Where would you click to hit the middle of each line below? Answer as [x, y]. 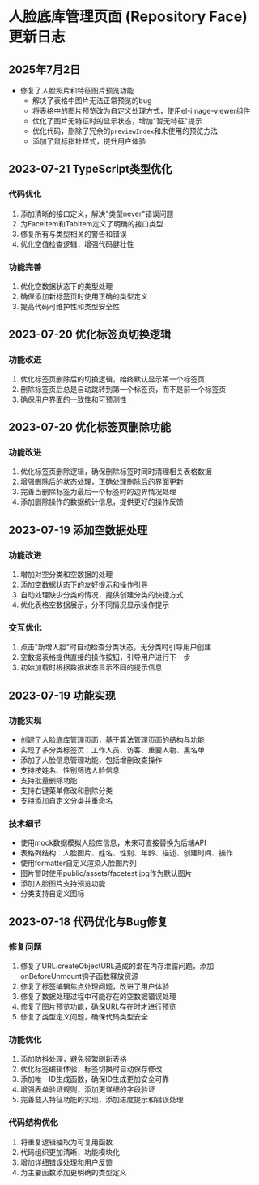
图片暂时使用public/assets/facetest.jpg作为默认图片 [106, 873]
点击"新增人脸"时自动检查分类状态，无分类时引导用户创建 [116, 647]
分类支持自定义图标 [52, 894]
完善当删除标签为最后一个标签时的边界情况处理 [98, 492]
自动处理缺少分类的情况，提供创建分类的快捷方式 [102, 595]
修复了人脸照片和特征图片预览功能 [77, 90]
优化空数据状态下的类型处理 [66, 286]
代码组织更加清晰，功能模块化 [70, 1152]
